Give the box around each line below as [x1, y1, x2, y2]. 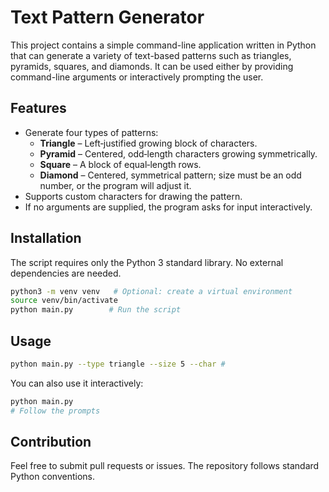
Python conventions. [10, 471, 96, 483]
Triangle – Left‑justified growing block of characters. [39, 137, 258, 149]
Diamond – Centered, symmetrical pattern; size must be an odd [39, 169, 302, 181]
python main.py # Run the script [10, 305, 182, 315]
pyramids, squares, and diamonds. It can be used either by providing [10, 60, 294, 72]
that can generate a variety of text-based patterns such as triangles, [10, 49, 292, 61]
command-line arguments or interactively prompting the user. [10, 71, 264, 83]
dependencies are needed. [10, 267, 122, 279]
